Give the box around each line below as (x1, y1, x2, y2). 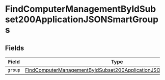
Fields (5, 44, 25, 52)
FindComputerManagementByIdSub (5, 3, 156, 15)
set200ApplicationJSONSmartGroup (5, 14, 159, 25)
